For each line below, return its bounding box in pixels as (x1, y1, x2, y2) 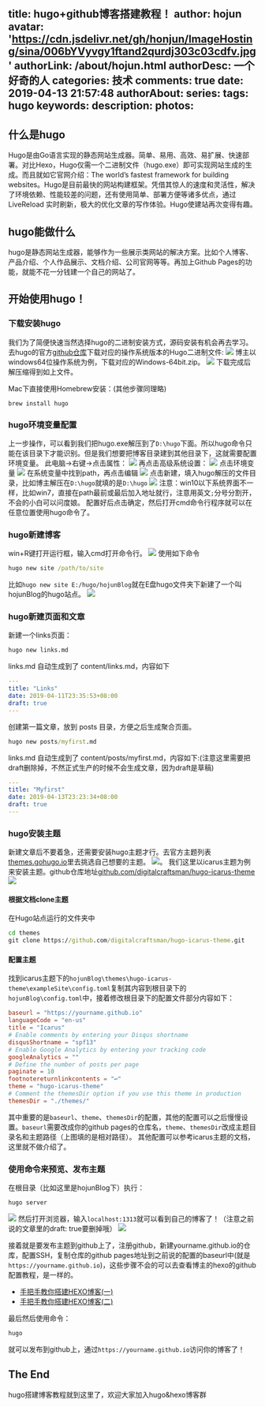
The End (8, 1368, 50, 1382)
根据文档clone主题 (8, 894, 69, 904)
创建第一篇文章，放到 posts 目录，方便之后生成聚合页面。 (8, 722, 196, 731)
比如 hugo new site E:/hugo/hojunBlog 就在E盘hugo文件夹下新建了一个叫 (8, 580, 242, 589)
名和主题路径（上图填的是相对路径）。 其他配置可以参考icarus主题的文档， (14, 1132, 255, 1141)
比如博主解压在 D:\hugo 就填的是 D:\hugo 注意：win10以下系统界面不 (21, 478, 247, 487)
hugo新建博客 (8, 529, 62, 540)
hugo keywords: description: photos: (8, 99, 195, 113)
